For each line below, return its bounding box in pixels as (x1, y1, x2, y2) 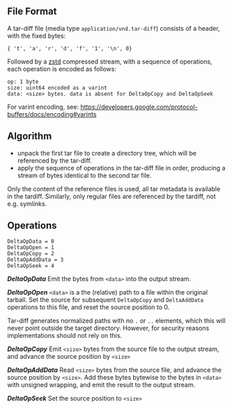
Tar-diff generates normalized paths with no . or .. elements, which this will (7, 317, 226, 325)
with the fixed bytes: (7, 31, 66, 40)
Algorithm (7, 131, 52, 142)
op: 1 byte (7, 78, 39, 85)
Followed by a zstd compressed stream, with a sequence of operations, (7, 57, 212, 66)
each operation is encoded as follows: (7, 64, 117, 73)
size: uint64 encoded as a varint (7, 84, 108, 91)
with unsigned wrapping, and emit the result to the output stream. (7, 380, 196, 389)
